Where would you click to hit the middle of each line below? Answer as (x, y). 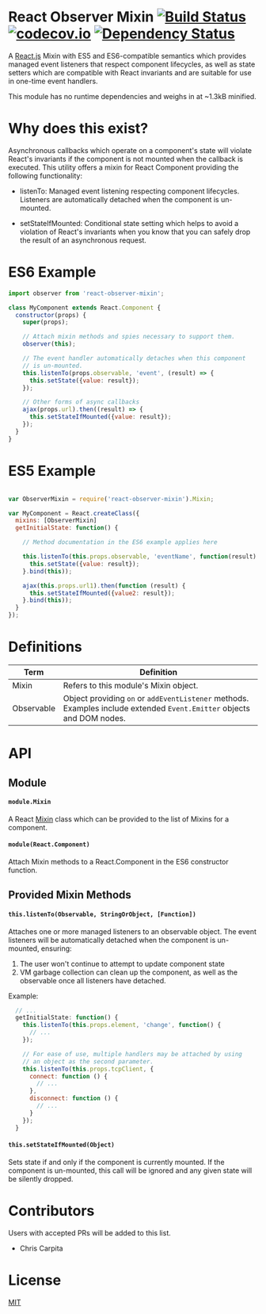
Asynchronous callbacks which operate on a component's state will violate (130, 150)
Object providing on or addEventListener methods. (156, 698)
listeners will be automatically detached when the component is (112, 940)
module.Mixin (30, 802)
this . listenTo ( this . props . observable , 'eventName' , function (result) (140, 557)
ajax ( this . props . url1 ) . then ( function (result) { (104, 586)
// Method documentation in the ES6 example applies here (120, 542)
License (35, 1280)
